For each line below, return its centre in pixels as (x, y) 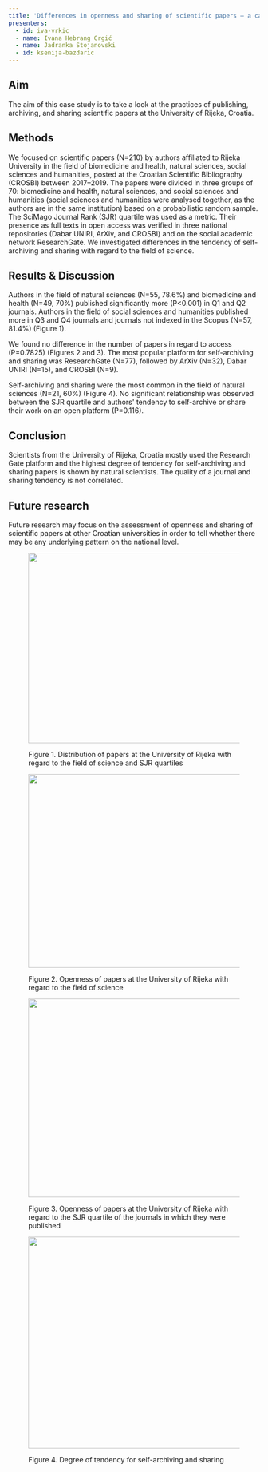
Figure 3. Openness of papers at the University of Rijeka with (128, 1209)
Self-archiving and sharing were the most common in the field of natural (126, 385)
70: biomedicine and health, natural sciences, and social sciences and (124, 191)
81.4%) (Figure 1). (37, 329)
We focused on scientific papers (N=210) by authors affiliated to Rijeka (124, 157)
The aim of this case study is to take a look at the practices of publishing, (128, 104)
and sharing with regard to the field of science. (117, 250)
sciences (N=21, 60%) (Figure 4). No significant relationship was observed (131, 394)
